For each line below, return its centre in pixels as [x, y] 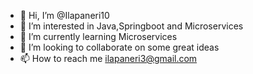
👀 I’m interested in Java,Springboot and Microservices [131, 26]
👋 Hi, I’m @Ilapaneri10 [64, 15]
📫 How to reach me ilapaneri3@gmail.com [108, 58]
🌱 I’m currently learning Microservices [98, 36]
